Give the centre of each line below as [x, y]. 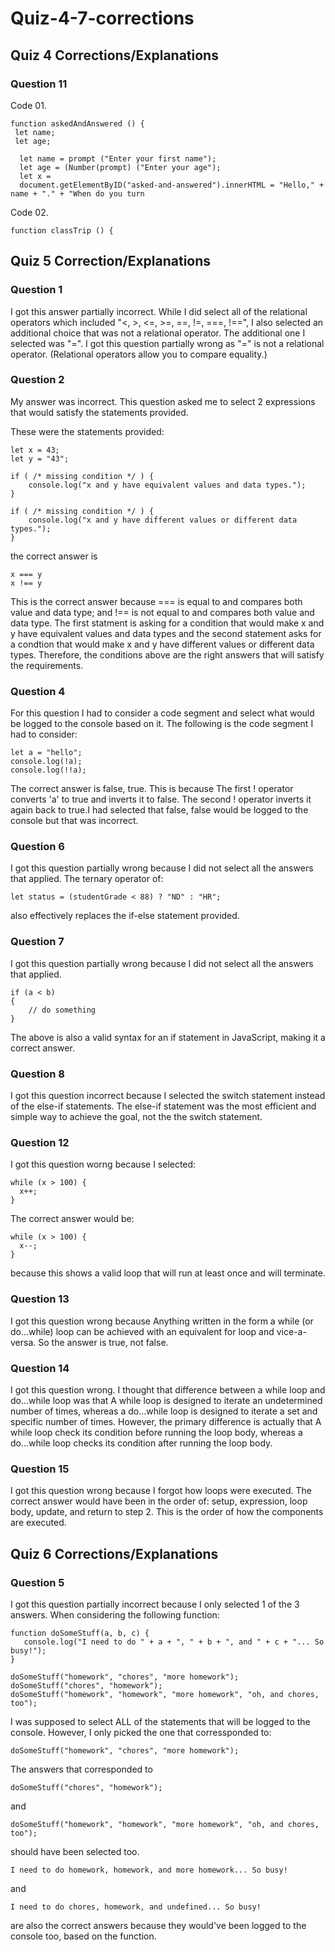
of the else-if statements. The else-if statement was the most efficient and [163, 1106]
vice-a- [291, 1331]
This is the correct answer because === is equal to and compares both [156, 601]
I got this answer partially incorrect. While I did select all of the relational [159, 311]
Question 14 [40, 1368]
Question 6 [37, 847]
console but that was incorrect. [74, 821]
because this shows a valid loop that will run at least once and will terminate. [168, 1273]
